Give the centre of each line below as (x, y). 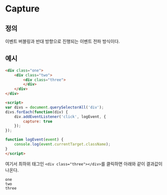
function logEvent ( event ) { (34, 140)
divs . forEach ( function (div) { (37, 112)
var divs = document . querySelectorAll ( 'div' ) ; (54, 107)
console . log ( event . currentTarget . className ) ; (62, 144)
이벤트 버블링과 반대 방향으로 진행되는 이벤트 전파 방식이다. (62, 41)
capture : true (38, 121)
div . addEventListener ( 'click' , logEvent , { (60, 116)
